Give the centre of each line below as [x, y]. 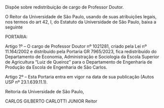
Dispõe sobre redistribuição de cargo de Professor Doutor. [65, 7]
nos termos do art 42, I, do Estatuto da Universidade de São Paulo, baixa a [81, 22]
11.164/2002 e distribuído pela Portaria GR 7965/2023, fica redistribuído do [81, 52]
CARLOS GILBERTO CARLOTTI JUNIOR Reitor [51, 101]
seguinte [14, 27]
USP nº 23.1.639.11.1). [26, 82]
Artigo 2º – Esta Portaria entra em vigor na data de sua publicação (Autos [80, 77]
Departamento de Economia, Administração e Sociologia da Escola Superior [82, 57]
